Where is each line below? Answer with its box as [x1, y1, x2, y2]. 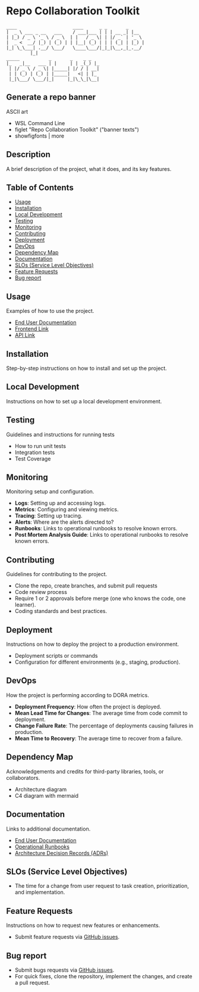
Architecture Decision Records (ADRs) [14, 849, 109, 856]
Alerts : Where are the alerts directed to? [14, 518, 114, 525]
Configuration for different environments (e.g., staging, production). [14, 658, 181, 666]
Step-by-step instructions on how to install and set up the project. [6, 365, 168, 372]
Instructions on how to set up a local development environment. [6, 397, 162, 405]
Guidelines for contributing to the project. [6, 571, 108, 578]
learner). [14, 601, 36, 608]
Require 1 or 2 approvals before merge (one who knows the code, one [14, 595, 186, 602]
